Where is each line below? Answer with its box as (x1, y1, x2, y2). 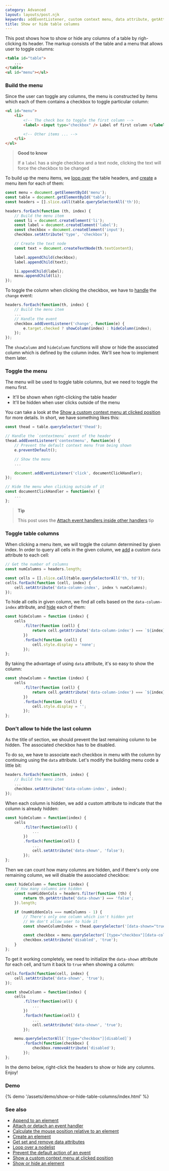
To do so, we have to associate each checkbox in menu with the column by (5, 752, 161, 758)
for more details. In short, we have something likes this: (5, 415, 120, 421)
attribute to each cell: (5, 552, 49, 558)
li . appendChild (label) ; (14, 268, 64, 274)
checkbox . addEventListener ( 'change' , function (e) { (14, 321, 125, 326)
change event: (5, 293, 33, 299)
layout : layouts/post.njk (5, 12, 59, 17)
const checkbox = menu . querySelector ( (23, 933, 105, 938)
